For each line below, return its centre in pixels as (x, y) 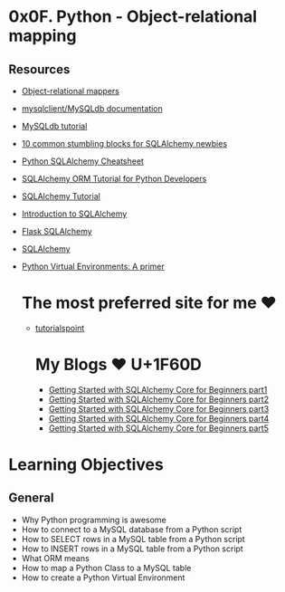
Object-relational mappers (70, 91)
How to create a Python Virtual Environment (103, 578)
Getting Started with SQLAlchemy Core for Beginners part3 (159, 408)
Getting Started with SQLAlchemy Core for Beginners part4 (159, 418)
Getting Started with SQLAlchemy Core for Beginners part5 (158, 428)
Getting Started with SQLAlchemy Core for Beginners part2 (158, 399)
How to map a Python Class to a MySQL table (106, 568)
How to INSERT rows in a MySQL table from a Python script (132, 549)
